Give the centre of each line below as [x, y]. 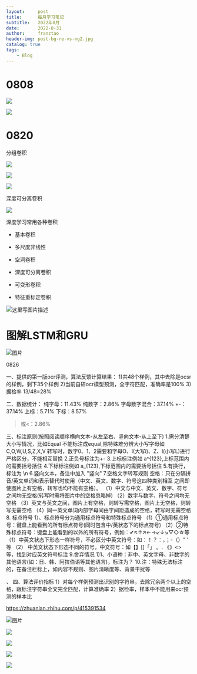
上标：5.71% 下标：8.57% [56, 412]
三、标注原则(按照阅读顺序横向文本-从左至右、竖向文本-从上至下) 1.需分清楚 [98, 436]
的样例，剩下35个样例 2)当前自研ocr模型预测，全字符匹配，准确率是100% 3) [98, 384]
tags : [13, 50]
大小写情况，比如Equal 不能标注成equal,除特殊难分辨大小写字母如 [85, 444]
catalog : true [24, 45]
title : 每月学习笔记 [35, 17]
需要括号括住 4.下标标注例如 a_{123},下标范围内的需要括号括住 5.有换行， [100, 466]
